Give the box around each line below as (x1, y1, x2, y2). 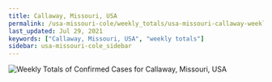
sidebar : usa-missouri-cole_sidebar (8, 42, 132, 50)
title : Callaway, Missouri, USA (8, 11, 117, 20)
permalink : (8, 19, 45, 28)
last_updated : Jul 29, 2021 (8, 27, 104, 35)
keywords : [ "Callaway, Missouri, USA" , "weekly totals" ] (8, 34, 205, 43)
